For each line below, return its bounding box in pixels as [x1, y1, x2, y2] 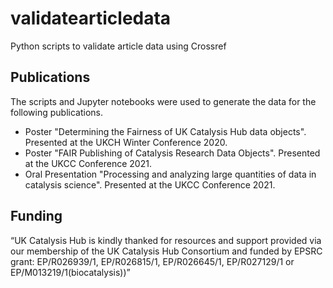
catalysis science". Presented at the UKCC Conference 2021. [24, 178, 276, 191]
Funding [10, 208, 63, 225]
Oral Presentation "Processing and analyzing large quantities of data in [24, 168, 317, 180]
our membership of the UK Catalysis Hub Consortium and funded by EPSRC [10, 245, 323, 257]
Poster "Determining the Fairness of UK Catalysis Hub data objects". [24, 125, 307, 137]
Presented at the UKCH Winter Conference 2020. [24, 136, 228, 148]
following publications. [10, 106, 103, 118]
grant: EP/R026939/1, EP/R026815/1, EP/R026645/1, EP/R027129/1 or [10, 255, 295, 267]
